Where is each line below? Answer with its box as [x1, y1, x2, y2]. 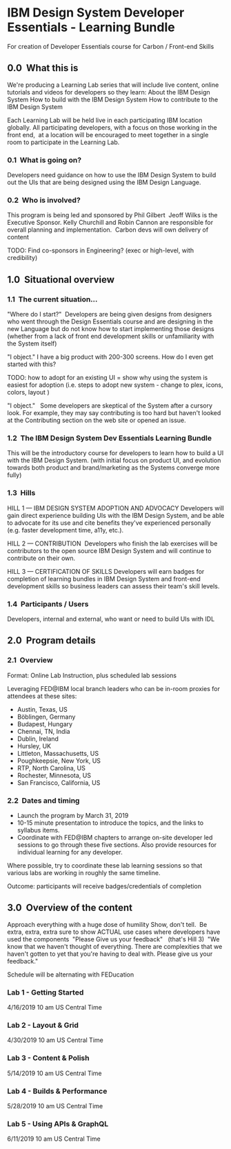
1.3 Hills [7, 488, 36, 498]
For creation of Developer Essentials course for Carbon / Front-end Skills [7, 42, 214, 50]
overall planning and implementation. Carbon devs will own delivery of [7, 226, 209, 234]
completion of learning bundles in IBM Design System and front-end [7, 574, 201, 583]
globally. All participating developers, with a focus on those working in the [7, 123, 217, 132]
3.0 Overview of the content [7, 902, 133, 914]
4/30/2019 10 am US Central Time [7, 1036, 103, 1044]
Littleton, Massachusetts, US [17, 749, 99, 757]
